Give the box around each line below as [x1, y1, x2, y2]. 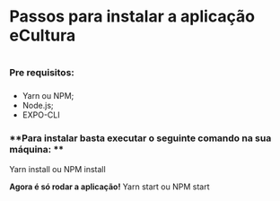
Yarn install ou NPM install [9, 163, 106, 174]
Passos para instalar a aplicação [9, 6, 256, 27]
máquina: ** [9, 144, 65, 156]
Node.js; [22, 100, 54, 111]
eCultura [9, 25, 76, 46]
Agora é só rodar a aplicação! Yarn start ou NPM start [9, 181, 210, 192]
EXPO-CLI [22, 109, 60, 120]
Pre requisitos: [9, 66, 74, 79]
